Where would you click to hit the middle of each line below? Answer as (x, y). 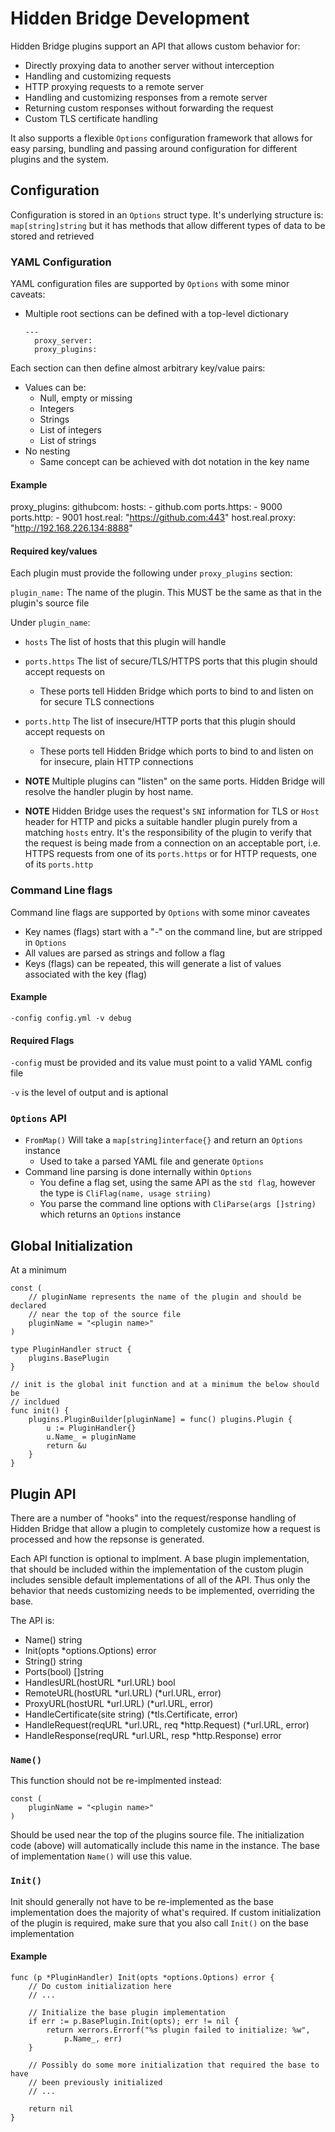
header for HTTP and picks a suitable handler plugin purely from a (161, 822)
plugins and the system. (59, 159)
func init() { (40, 1411)
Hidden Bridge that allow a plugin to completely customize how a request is (165, 1529)
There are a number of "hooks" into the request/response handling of (153, 1518)
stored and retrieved (52, 236)
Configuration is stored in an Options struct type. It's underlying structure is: (167, 214)
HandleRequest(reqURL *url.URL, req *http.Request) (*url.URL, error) (167, 1725)
